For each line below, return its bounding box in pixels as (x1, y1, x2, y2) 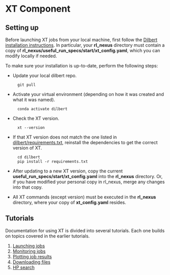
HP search (12, 264, 35, 270)
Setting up (5, 23, 39, 32)
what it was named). (12, 97, 55, 102)
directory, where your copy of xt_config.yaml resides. (12, 199, 126, 205)
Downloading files (12, 259, 51, 265)
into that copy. (12, 184, 43, 190)
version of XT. (12, 145, 42, 151)
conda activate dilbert (17, 107, 67, 112)
